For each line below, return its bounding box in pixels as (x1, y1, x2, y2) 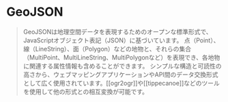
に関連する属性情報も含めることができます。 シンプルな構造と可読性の (23, 62, 222, 70)
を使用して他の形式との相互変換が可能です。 (23, 87, 148, 96)
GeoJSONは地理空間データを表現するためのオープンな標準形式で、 (23, 27, 212, 36)
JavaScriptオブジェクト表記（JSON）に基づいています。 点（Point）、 (23, 36, 220, 44)
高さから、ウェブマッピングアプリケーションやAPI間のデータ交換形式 (23, 70, 218, 79)
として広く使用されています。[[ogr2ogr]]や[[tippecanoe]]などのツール (23, 79, 220, 87)
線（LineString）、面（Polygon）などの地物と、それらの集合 (23, 44, 192, 53)
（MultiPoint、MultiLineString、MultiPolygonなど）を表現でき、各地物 (23, 53, 220, 62)
